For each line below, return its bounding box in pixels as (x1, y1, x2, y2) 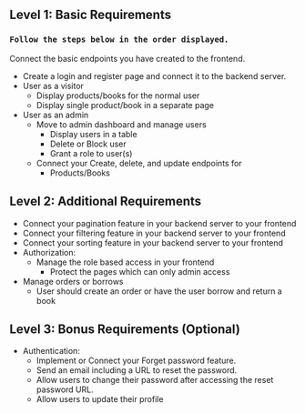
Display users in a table (49, 128, 138, 139)
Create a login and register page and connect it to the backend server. (22, 70, 287, 81)
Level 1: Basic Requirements (9, 7, 171, 23)
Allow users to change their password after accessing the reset (36, 375, 274, 386)
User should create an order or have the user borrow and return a (36, 286, 282, 297)
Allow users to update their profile (36, 394, 164, 405)
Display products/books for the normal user (36, 90, 200, 101)
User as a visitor (22, 80, 85, 91)
